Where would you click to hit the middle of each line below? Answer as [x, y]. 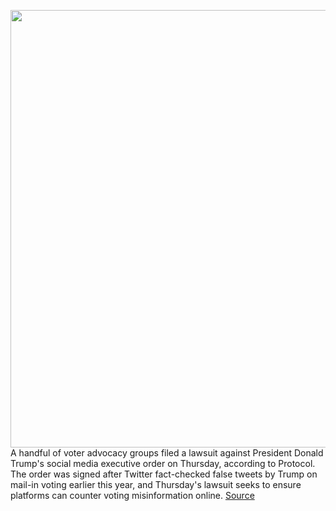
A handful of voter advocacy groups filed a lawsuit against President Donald [167, 453]
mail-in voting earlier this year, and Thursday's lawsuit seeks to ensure [156, 484]
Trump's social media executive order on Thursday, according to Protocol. [163, 463]
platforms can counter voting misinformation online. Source [132, 495]
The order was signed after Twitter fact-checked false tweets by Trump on [164, 474]
